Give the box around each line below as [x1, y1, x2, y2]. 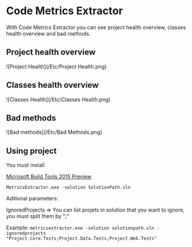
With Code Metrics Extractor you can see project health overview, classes [6, 24, 186, 31]
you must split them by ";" [6, 213, 70, 220]
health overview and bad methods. [6, 30, 91, 37]
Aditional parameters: [6, 195, 58, 202]
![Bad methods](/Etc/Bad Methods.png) [6, 129, 102, 136]
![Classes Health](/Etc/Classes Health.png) [6, 96, 111, 103]
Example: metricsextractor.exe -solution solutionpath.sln [6, 224, 155, 232]
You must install [6, 162, 45, 169]
